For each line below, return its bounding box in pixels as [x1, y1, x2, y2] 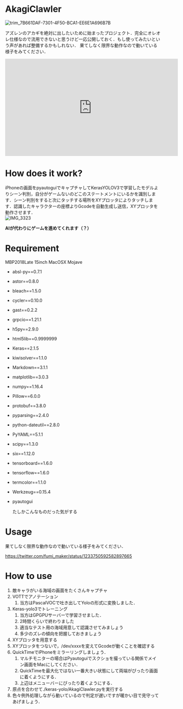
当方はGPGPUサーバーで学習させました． [19, 612, 104, 618]
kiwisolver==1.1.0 [12, 355, 47, 361]
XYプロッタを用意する [12, 636, 58, 643]
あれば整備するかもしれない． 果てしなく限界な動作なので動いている [18, 42, 158, 48]
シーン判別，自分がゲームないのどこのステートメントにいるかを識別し [9, 191, 152, 197]
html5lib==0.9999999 [12, 335, 57, 341]
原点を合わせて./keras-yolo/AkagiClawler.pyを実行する [12, 686, 123, 692]
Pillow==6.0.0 [12, 393, 40, 399]
